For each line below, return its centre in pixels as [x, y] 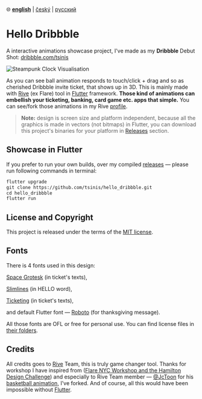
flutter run [21, 199]
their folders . [22, 330]
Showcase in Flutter [44, 150]
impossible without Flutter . [39, 389]
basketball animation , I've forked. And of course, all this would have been [97, 383]
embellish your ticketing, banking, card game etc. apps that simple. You [98, 100]
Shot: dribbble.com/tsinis [37, 57]
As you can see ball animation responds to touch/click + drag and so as [95, 80]
